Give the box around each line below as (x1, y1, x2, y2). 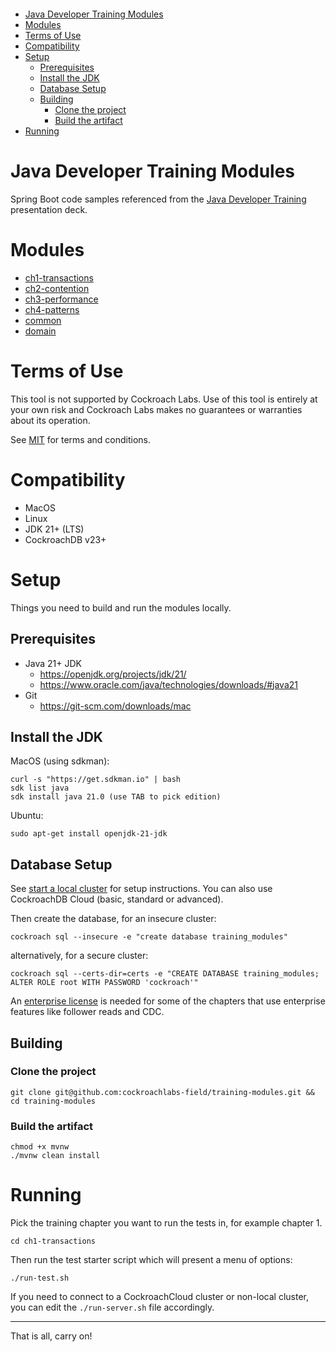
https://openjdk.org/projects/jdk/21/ (39, 668, 187, 680)
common (24, 314, 62, 326)
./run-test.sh (10, 1273, 70, 1284)
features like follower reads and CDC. (10, 1006, 165, 1018)
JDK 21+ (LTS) (24, 523, 85, 535)
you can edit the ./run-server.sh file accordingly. (10, 1301, 215, 1314)
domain (24, 325, 57, 337)
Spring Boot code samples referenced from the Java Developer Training (10, 193, 307, 205)
